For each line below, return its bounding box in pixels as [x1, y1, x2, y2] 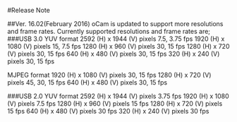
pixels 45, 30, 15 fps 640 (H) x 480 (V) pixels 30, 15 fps [7, 78, 168, 87]
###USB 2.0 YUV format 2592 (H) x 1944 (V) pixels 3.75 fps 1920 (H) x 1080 [7, 92, 229, 100]
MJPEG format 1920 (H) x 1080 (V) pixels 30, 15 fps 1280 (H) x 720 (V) [7, 71, 212, 79]
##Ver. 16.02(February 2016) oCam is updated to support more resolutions [7, 20, 224, 28]
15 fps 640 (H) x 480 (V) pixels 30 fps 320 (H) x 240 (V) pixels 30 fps [7, 107, 209, 115]
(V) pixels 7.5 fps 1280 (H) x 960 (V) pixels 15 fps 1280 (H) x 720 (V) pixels [7, 99, 223, 108]
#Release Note [7, 6, 51, 14]
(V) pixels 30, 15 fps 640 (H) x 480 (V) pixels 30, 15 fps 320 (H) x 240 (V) [7, 49, 220, 58]
